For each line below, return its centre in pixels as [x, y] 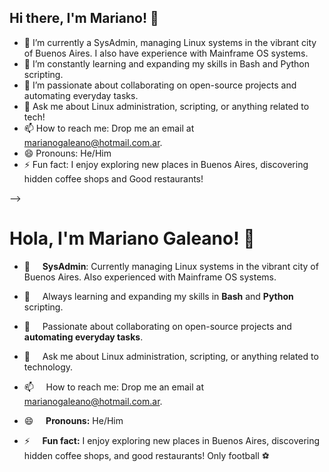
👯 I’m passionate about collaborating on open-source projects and [160, 85]
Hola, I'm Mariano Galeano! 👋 [132, 238]
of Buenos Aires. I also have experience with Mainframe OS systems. [166, 53]
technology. [48, 367]
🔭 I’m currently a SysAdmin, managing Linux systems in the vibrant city [170, 42]
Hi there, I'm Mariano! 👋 [84, 18]
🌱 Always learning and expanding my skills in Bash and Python [158, 296]
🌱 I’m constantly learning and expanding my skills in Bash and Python [166, 63]
